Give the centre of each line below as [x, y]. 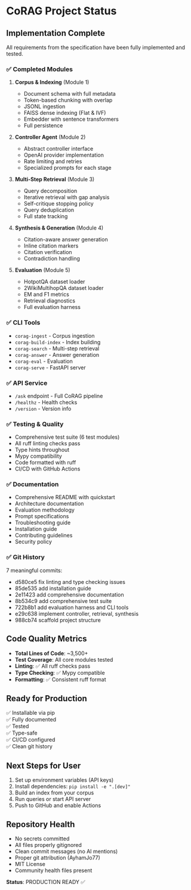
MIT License [30, 864]
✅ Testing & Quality [35, 424]
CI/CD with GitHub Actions [47, 469]
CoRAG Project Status [61, 11]
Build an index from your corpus [54, 793]
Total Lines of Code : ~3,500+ [51, 653]
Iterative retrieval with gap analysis [67, 197]
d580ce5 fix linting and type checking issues [70, 582]
